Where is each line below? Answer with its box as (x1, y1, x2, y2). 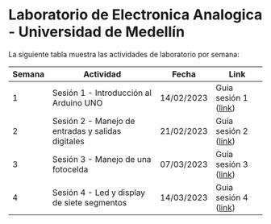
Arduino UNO (52, 97, 103, 108)
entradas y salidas (52, 125, 122, 136)
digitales (52, 135, 85, 147)
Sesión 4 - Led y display (52, 187, 146, 198)
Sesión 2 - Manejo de (52, 115, 135, 127)
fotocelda (52, 164, 89, 175)
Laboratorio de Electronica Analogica (8, 6, 263, 24)
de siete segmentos (52, 197, 127, 208)
